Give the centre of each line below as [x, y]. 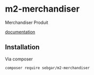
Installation [22, 47]
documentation [20, 32]
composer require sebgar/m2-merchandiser [47, 68]
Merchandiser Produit [27, 22]
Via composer [19, 59]
